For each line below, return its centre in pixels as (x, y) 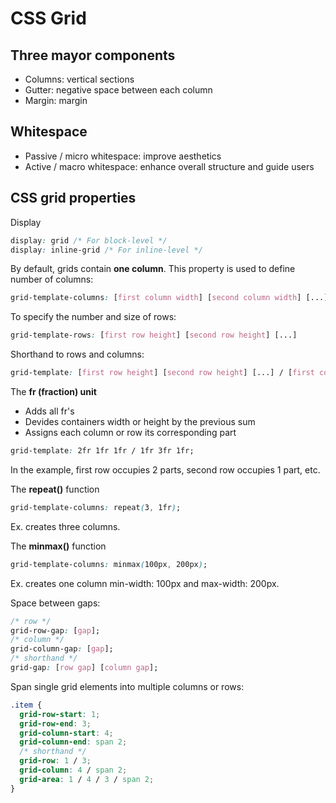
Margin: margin (56, 100)
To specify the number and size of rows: (93, 317)
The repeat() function (55, 489)
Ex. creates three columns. (65, 526)
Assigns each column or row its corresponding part (130, 432)
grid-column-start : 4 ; (66, 733)
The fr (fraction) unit (53, 391)
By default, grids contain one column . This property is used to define (153, 269)
